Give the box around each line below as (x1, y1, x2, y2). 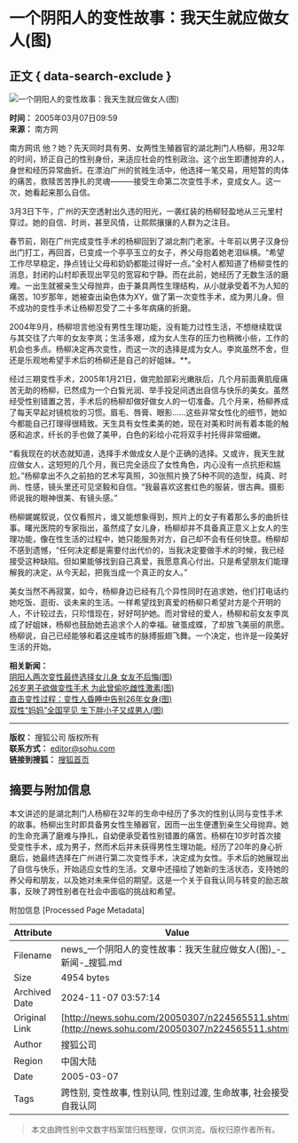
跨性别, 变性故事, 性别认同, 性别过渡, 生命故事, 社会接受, (60, 1086, 292, 1099)
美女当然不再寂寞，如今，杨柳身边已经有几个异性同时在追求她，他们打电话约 (9, 586, 289, 596)
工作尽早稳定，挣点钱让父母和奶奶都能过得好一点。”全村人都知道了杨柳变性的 (9, 259, 289, 268)
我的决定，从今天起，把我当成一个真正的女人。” (16, 567, 188, 578)
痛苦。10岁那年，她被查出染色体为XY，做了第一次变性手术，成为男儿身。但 (9, 292, 285, 302)
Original (13, 1011, 47, 1023)
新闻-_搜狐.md (60, 956, 122, 969)
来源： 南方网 (9, 124, 59, 134)
